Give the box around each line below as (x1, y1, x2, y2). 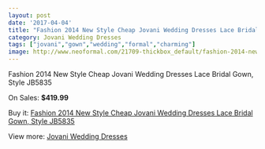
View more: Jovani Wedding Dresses (8, 132, 128, 141)
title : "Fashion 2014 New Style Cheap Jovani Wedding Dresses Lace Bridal (8, 26, 259, 34)
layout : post (8, 11, 51, 20)
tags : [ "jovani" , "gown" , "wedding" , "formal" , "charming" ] (8, 41, 196, 49)
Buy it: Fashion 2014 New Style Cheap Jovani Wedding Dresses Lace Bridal (8, 108, 254, 118)
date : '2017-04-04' (8, 19, 73, 27)
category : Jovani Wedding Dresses (8, 33, 122, 42)
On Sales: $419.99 (8, 93, 69, 102)
